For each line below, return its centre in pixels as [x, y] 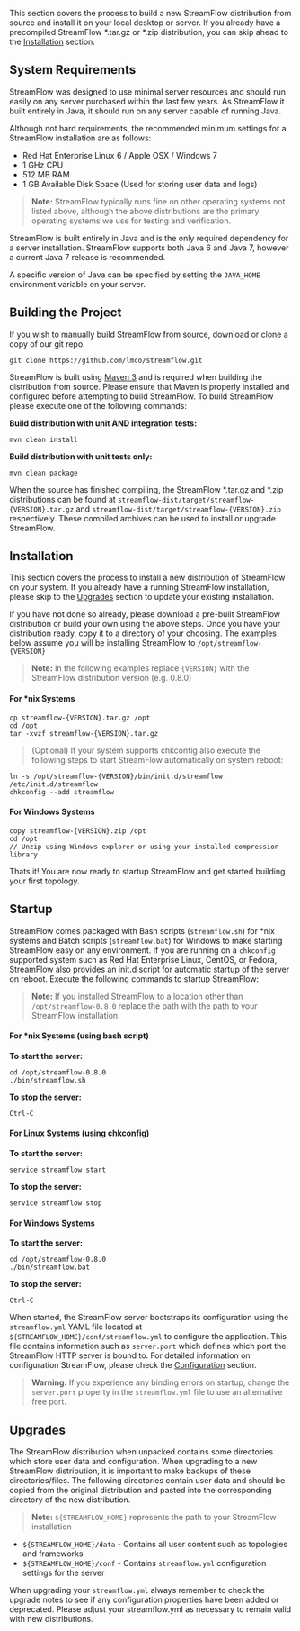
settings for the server [63, 1573]
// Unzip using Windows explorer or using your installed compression [144, 847]
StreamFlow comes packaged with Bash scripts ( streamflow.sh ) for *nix [142, 930]
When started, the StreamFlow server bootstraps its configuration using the [149, 1318]
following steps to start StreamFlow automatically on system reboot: [157, 759]
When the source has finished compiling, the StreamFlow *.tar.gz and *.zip [146, 489]
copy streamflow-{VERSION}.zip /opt [78, 831]
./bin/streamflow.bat [50, 1268]
